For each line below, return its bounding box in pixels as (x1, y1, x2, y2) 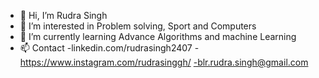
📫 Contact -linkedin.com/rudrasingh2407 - (19, 42, 200, 54)
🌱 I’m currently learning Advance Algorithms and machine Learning (19, 31, 297, 42)
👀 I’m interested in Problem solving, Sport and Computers (19, 20, 257, 32)
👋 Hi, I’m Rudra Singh (19, 10, 108, 21)
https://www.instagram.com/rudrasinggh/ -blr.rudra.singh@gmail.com (19, 56, 309, 68)
